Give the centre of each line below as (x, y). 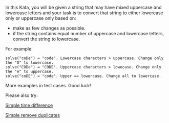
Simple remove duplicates (33, 115)
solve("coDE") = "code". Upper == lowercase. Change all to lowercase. (83, 76)
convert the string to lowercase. (46, 39)
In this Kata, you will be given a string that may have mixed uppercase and (84, 7)
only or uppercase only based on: (41, 18)
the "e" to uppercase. (29, 71)
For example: (19, 49)
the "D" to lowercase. (29, 63)
